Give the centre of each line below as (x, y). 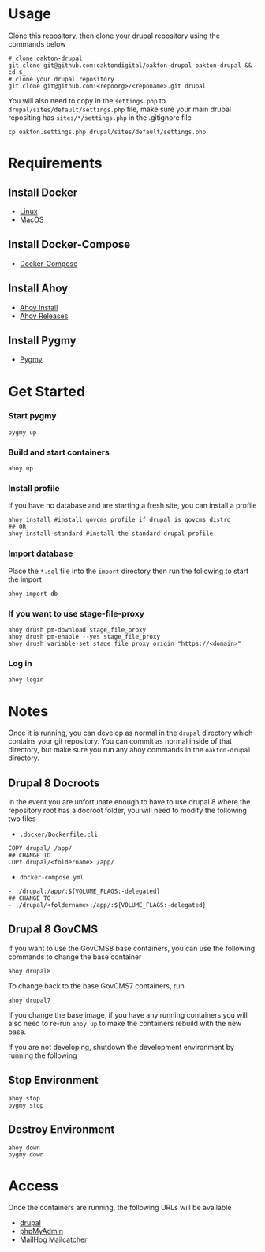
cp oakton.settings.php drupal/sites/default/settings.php (107, 132)
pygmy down (26, 1155)
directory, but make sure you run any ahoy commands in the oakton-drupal (130, 750)
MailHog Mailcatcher (53, 1239)
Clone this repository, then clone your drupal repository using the (114, 36)
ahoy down (24, 1148)
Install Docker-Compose (69, 244)
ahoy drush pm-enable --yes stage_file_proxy (84, 637)
